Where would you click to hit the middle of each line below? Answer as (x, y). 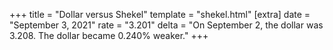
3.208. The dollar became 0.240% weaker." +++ (109, 35)
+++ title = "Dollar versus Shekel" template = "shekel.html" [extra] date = (160, 14)
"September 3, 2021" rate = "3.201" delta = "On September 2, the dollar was (166, 25)
